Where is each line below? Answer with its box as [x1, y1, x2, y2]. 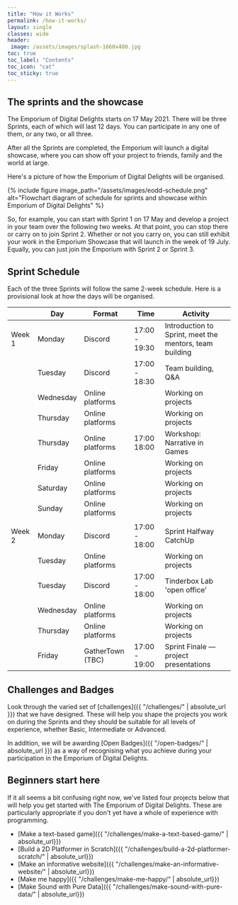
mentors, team [164, 338, 213, 348]
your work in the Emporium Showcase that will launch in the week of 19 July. [7, 238, 231, 246]
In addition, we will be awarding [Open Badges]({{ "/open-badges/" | [7, 738, 208, 747]
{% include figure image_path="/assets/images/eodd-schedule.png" [7, 186, 208, 195]
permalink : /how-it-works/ [7, 17, 87, 24]
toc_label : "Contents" [7, 57, 74, 64]
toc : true [7, 50, 37, 57]
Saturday [38, 483, 68, 493]
